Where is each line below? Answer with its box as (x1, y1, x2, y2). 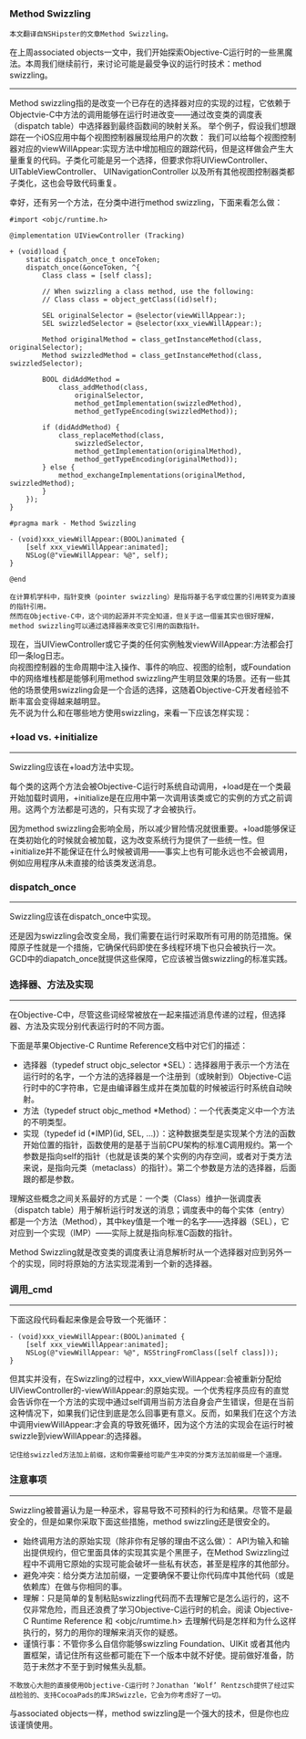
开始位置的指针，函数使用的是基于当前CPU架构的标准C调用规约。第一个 (22, 1140, 293, 1151)
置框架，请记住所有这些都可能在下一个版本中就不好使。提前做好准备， (22, 1649, 287, 1660)
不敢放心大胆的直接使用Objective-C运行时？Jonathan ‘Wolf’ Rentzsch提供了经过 (9, 1681, 289, 1690)
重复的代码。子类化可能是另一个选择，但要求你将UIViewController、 (16, 154, 273, 166)
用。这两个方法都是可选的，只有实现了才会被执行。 (9, 803, 201, 815)
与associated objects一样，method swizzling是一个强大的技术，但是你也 (9, 1707, 282, 1719)
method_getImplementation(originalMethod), (74, 447, 243, 457)
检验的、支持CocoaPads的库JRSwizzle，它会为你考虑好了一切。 (15, 1691, 226, 1700)
